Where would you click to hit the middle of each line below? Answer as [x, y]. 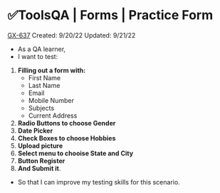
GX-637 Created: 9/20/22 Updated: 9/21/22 [72, 35]
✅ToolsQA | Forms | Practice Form [110, 15]
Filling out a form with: [52, 70]
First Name [44, 77]
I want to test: [38, 56]
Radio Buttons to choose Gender [67, 123]
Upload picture [40, 145]
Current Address [53, 115]
